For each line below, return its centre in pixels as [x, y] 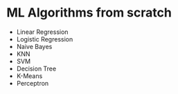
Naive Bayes [34, 46]
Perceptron [33, 83]
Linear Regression [42, 32]
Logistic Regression [45, 39]
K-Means [29, 76]
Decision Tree [36, 68]
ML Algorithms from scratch [89, 13]
